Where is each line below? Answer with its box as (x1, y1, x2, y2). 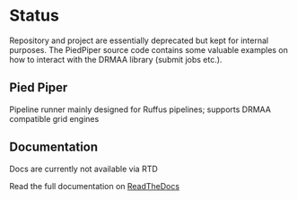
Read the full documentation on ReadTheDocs (9, 180, 180, 191)
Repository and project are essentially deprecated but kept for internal (9, 35, 269, 46)
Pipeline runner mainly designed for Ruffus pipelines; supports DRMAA (9, 104, 272, 115)
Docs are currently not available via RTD (9, 163, 159, 174)
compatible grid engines (9, 113, 100, 124)
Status (9, 5, 60, 26)
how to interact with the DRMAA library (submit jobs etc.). (9, 54, 223, 65)
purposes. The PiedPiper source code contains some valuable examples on (9, 44, 289, 55)
